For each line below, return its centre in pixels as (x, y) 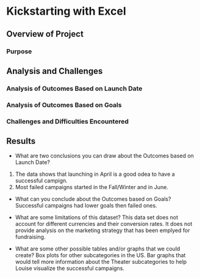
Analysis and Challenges (55, 71)
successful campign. (41, 181)
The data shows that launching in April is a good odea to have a (95, 174)
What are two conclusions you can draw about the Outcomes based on (104, 156)
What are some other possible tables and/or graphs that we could (98, 249)
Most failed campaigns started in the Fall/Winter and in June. (92, 187)
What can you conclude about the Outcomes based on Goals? (93, 199)
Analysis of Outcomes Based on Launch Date (74, 88)
